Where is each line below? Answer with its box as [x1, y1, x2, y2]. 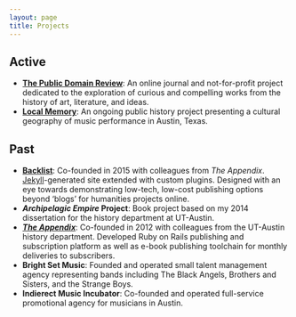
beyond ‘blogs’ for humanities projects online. [21, 193, 190, 205]
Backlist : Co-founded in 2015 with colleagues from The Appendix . [21, 166, 265, 176]
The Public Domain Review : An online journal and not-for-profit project [21, 77, 284, 89]
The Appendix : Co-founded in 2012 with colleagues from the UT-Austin [21, 222, 285, 232]
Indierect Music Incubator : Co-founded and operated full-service [21, 289, 264, 299]
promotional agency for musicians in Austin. [21, 297, 184, 308]
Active [9, 54, 46, 69]
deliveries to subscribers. [21, 250, 116, 261]
